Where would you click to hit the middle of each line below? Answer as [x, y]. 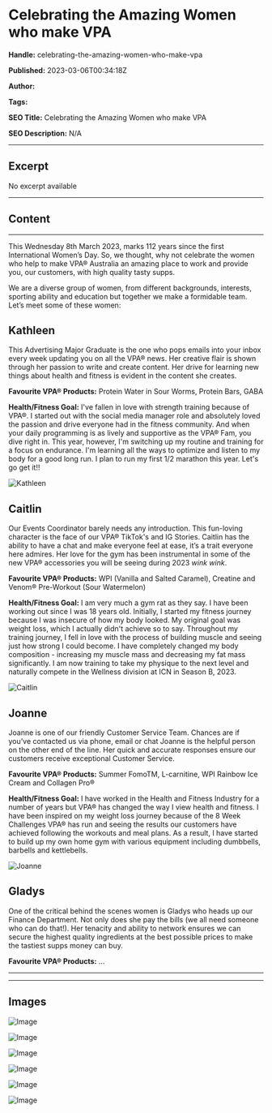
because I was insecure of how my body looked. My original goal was [125, 620]
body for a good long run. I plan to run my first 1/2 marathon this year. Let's [134, 459]
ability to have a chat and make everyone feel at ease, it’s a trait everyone [131, 546]
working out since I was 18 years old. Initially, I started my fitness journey [130, 612]
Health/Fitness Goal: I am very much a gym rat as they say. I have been [128, 603]
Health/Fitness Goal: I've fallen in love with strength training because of [129, 407]
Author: [22, 86]
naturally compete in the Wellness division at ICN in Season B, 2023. [123, 672]
